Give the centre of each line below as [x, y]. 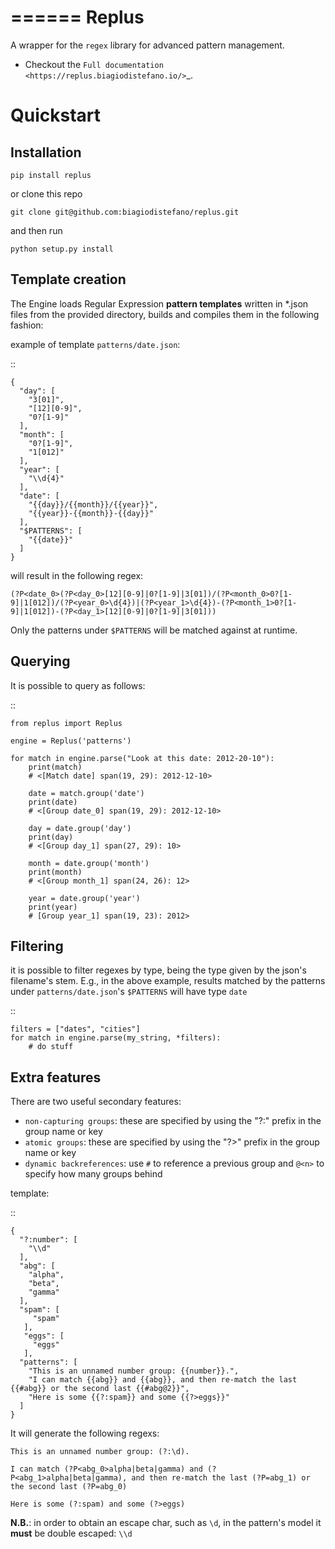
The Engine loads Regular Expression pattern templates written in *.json [159, 303]
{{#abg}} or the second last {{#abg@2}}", [100, 1389]
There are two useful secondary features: [96, 1102]
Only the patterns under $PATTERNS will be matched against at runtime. [154, 630]
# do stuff [51, 1047]
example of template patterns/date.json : [95, 344]
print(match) [55, 767]
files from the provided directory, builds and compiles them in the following [165, 314]
